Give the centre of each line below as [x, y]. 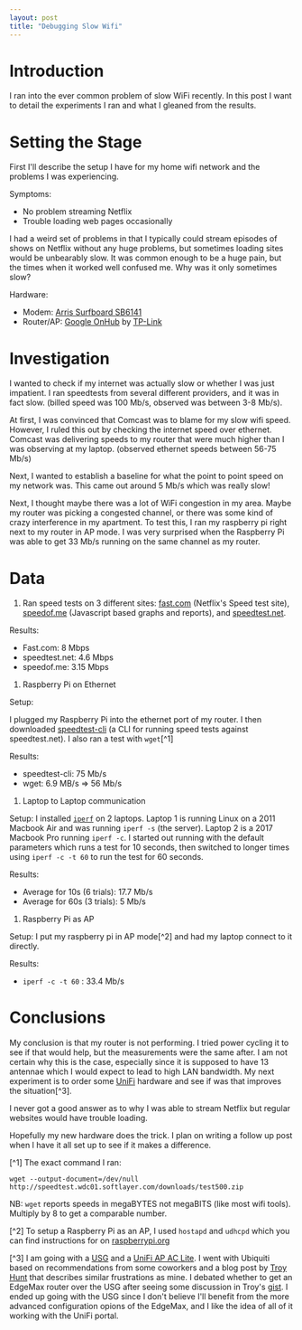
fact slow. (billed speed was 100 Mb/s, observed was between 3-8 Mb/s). [146, 402]
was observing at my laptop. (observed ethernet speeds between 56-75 [143, 449]
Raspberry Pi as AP [58, 920]
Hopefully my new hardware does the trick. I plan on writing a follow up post [151, 1136]
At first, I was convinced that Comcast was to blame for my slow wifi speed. [150, 420]
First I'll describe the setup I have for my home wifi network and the [135, 167]
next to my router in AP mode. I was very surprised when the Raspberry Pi [147, 532]
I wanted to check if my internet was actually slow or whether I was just [142, 383]
